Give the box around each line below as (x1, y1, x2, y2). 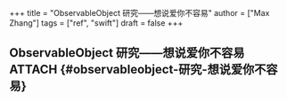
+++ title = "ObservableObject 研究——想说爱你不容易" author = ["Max (9, 8, 270, 18)
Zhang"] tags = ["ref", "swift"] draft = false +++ (9, 18, 184, 28)
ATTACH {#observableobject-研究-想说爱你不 (9, 62, 266, 77)
